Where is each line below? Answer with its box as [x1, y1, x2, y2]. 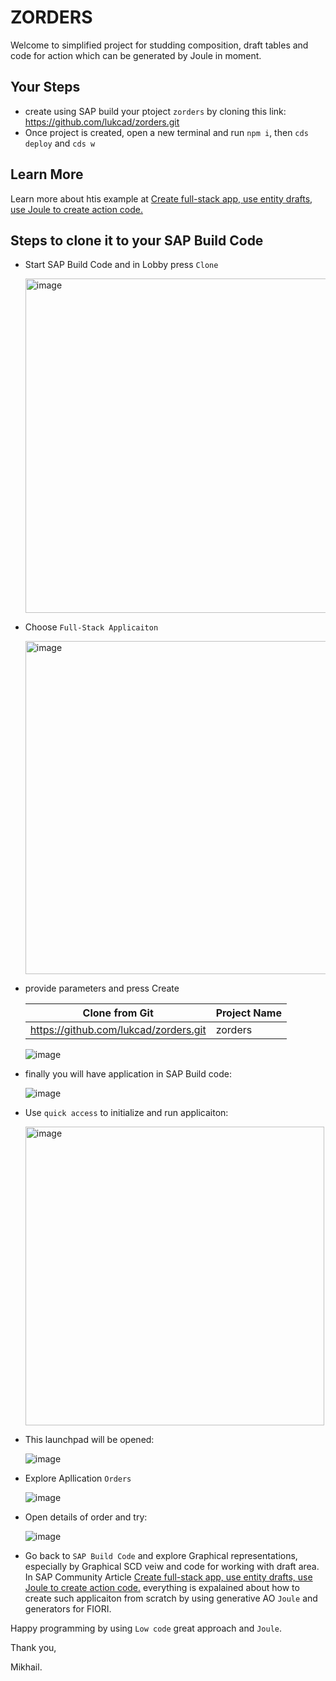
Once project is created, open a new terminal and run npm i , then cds [24, 126, 309, 138]
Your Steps [10, 79, 81, 96]
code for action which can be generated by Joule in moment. [10, 49, 262, 61]
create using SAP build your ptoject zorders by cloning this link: [24, 105, 287, 117]
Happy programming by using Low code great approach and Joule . [10, 1622, 283, 1635]
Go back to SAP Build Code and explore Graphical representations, [24, 1550, 298, 1562]
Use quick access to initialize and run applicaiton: [24, 1107, 229, 1119]
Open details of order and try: [24, 1511, 148, 1523]
